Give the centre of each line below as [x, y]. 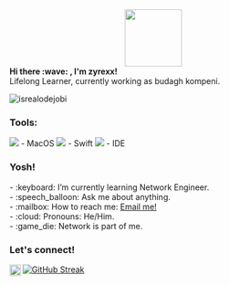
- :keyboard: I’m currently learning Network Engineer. [109, 187]
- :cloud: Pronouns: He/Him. [62, 216]
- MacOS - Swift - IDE [73, 143]
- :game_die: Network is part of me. [76, 226]
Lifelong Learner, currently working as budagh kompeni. [115, 81]
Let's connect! [42, 249]
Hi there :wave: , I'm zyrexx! [63, 71]
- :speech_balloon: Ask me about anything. [90, 196]
